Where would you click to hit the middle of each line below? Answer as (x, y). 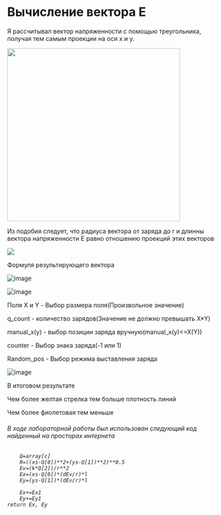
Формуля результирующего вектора (61, 264)
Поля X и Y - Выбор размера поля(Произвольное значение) (96, 305)
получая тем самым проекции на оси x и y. (71, 38)
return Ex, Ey (28, 505)
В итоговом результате (41, 386)
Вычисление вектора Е (77, 12)
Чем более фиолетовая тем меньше (60, 412)
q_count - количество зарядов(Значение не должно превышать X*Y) (109, 318)
